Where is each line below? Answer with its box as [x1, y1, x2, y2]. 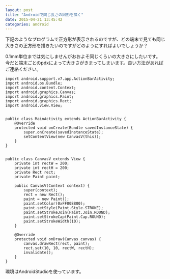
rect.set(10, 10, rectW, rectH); [23, 245, 95, 251]
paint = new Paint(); [23, 197, 70, 202]
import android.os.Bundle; [5, 81, 63, 86]
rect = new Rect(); [23, 192, 65, 198]
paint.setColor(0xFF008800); [23, 201, 86, 206]
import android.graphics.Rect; [5, 99, 72, 104]
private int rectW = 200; [14, 161, 70, 166]
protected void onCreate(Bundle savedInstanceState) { [14, 125, 133, 130]
